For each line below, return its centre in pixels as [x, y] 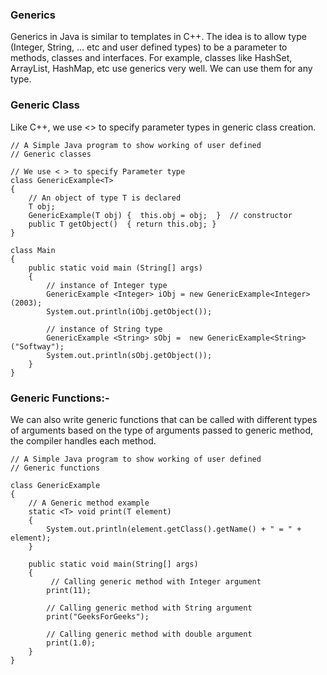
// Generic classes [51, 154]
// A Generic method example [89, 503]
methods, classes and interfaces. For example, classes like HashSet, [151, 58]
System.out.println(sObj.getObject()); [129, 355]
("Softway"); [37, 346]
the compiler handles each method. [83, 440]
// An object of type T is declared [105, 198]
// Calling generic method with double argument [149, 634]
